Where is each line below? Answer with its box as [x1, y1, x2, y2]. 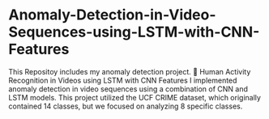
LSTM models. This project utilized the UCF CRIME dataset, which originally [8, 92, 262, 102]
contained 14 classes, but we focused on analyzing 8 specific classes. [8, 101, 243, 111]
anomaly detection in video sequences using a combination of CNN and [8, 83, 249, 94]
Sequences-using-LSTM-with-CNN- [8, 23, 260, 41]
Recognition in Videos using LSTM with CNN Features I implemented [8, 75, 237, 85]
